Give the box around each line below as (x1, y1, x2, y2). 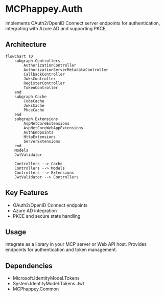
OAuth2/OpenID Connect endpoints (12, 202, 88, 208)
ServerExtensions (23, 139, 60, 144)
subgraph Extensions (14, 116, 58, 122)
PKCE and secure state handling (12, 213, 81, 219)
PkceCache (23, 107, 44, 112)
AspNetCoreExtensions (23, 121, 70, 126)
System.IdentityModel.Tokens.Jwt (12, 281, 84, 287)
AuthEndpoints (23, 130, 54, 135)
